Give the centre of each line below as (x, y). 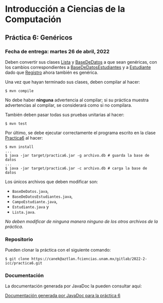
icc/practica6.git (24, 263)
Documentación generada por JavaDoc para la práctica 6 (63, 296)
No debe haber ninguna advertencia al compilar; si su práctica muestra (77, 100)
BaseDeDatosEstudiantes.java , (42, 196)
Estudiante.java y (30, 207)
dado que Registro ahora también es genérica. (52, 72)
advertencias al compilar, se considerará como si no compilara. (69, 105)
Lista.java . (24, 212)
